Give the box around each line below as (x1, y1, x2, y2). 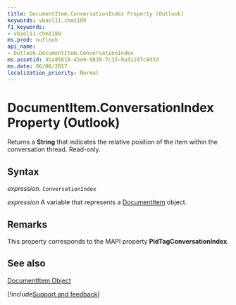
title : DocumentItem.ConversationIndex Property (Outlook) (7, 10, 185, 18)
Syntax (7, 166, 39, 178)
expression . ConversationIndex (7, 185, 97, 193)
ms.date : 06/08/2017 (7, 63, 68, 70)
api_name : (7, 43, 37, 50)
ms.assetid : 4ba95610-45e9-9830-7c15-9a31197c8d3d (7, 56, 159, 63)
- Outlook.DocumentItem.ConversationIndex (7, 50, 134, 57)
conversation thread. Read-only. (7, 145, 101, 154)
